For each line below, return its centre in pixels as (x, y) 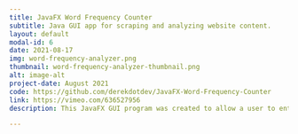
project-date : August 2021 (59, 83)
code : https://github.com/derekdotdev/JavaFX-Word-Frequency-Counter (141, 91)
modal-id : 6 (31, 42)
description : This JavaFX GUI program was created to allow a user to (142, 108)
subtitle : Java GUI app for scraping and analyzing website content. (141, 26)
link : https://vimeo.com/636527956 (75, 100)
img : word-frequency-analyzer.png (73, 59)
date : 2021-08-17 (41, 51)
